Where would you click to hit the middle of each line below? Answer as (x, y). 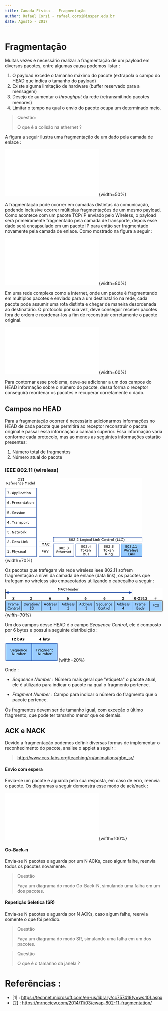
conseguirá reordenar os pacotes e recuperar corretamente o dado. (75, 393)
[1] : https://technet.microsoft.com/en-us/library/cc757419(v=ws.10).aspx (87, 997)
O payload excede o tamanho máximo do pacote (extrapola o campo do (86, 76)
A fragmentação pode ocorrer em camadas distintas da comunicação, (77, 205)
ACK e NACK (25, 730)
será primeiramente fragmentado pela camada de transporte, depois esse (81, 221)
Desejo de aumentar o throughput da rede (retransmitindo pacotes (81, 97)
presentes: (16, 442)
